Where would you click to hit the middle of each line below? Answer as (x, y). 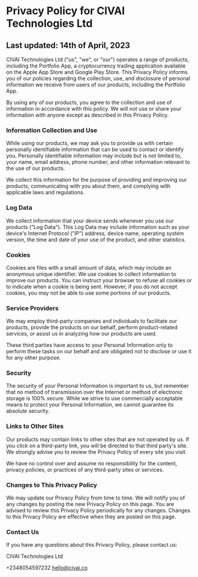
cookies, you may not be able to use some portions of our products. (89, 293)
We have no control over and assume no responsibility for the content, (92, 463)
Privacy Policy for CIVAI (66, 11)
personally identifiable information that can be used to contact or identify (95, 150)
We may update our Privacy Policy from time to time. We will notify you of (95, 498)
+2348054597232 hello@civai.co (47, 568)
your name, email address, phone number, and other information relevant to (98, 162)
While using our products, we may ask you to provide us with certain (90, 143)
